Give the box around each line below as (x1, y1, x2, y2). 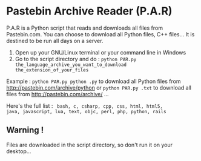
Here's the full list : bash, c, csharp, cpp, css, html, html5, (6, 102, 163, 110)
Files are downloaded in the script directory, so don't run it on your (6, 141, 173, 148)
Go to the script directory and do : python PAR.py (15, 55, 137, 62)
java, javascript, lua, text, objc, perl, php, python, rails (6, 108, 166, 114)
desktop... (6, 147, 31, 155)
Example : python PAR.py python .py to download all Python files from (6, 77, 181, 85)
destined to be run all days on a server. (6, 37, 104, 44)
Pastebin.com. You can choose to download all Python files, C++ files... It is (6, 30, 195, 38)
